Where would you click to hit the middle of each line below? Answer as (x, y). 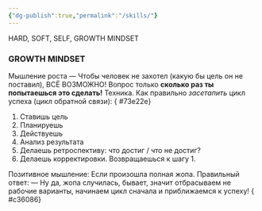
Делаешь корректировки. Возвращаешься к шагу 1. (108, 159)
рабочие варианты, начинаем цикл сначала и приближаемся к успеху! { (131, 190)
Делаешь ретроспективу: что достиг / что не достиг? (110, 150)
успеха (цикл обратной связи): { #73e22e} (80, 101)
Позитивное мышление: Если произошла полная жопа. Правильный (124, 174)
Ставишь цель (44, 117)
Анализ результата (52, 142)
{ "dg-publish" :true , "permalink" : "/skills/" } (83, 15)
